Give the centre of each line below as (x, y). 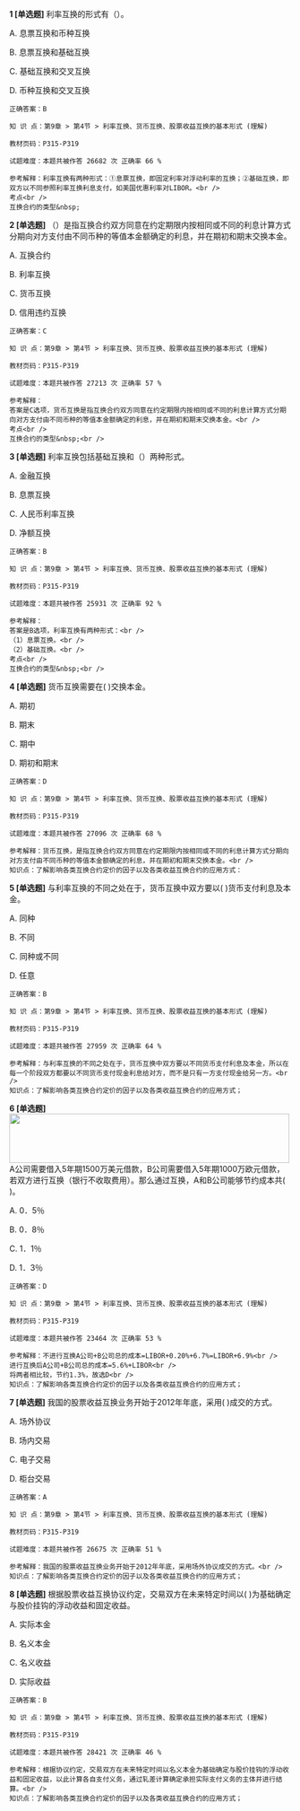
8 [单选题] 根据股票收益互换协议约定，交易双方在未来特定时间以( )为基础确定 (150, 1594)
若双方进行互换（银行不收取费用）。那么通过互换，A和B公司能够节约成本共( (147, 1180)
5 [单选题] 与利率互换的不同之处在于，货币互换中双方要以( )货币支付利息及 (146, 888)
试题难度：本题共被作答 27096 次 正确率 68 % (86, 834)
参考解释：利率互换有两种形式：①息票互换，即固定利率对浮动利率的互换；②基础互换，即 (149, 179)
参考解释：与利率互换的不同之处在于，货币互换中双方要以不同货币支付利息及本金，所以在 (149, 1063)
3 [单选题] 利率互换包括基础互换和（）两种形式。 (99, 456)
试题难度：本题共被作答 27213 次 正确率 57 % (86, 383)
